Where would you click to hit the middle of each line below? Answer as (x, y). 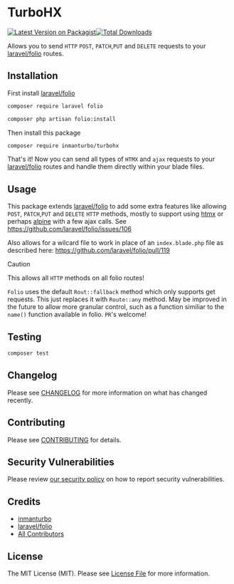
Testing (25, 337)
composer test (28, 353)
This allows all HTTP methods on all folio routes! (76, 278)
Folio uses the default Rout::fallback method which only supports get (111, 292)
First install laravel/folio (41, 93)
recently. (20, 400)
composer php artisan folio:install (62, 119)
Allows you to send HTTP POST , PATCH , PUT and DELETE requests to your (107, 46)
